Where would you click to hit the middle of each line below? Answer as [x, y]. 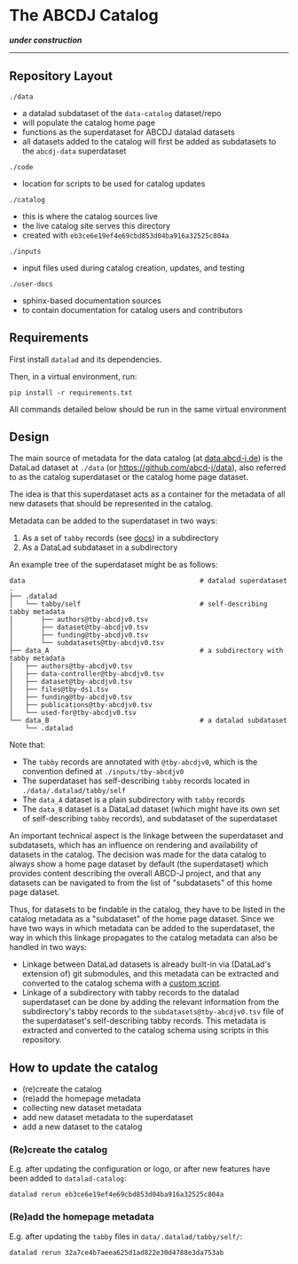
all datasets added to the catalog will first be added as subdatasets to [149, 141]
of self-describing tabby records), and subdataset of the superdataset [149, 819]
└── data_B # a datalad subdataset [149, 721]
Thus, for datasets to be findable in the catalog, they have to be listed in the [147, 909]
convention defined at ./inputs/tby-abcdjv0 [103, 772]
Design [29, 437]
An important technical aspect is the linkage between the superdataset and [146, 836]
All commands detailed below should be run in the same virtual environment [148, 409]
